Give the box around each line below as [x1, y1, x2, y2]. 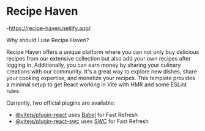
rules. [6, 87, 21, 94]
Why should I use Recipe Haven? [6, 36, 89, 43]
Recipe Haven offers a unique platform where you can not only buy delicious [6, 48, 199, 56]
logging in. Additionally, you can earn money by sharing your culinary [6, 61, 181, 69]
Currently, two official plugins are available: [6, 99, 116, 107]
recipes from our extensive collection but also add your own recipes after [6, 54, 192, 62]
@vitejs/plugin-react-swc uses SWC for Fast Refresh [15, 118, 149, 125]
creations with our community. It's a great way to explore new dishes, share [6, 67, 197, 75]
